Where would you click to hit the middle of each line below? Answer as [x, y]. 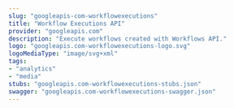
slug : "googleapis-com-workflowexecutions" [83, 16]
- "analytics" [32, 69]
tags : [17, 62]
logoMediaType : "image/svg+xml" [63, 54]
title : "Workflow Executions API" [67, 24]
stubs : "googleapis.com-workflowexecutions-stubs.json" [105, 84]
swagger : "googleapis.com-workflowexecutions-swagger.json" [113, 91]
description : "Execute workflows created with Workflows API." [118, 39]
